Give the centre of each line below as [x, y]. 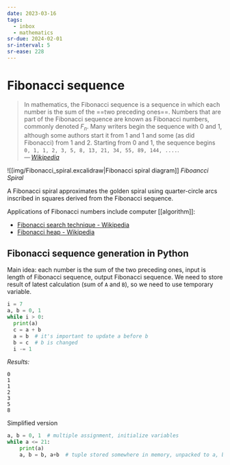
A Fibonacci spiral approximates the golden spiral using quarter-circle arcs [112, 191]
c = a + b [27, 329]
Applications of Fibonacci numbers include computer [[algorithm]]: [101, 211]
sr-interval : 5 [29, 45]
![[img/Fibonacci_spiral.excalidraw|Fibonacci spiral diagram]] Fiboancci [108, 170]
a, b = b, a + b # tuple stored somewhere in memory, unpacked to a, [119, 455]
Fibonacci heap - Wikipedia [56, 232]
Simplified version [33, 423]
